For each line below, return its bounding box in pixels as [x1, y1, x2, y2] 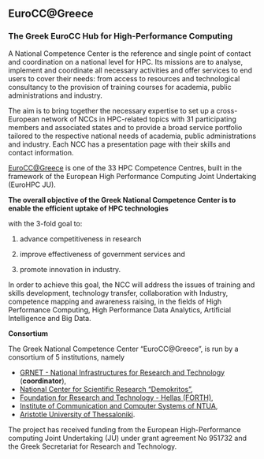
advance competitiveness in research [19, 233, 142, 244]
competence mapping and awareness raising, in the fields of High [8, 297, 222, 306]
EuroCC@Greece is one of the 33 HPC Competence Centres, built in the [8, 162, 243, 173]
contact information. [8, 147, 74, 157]
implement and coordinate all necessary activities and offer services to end [8, 65, 253, 75]
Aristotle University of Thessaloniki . [19, 409, 136, 419]
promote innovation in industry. [19, 264, 121, 274]
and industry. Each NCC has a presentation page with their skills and [8, 139, 231, 149]
